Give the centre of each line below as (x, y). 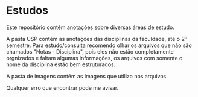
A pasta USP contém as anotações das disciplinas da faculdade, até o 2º (97, 39)
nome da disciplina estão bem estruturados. (61, 64)
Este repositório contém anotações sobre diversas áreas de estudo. (91, 27)
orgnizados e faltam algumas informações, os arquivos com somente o (94, 58)
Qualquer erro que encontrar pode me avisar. (62, 87)
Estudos (27, 11)
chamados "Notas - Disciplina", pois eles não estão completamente (90, 51)
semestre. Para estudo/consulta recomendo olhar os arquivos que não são (99, 45)
